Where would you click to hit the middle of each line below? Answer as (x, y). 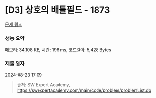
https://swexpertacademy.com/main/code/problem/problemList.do (84, 90)
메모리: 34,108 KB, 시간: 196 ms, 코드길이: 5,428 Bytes (58, 50)
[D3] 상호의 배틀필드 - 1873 (58, 10)
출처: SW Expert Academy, (43, 85)
